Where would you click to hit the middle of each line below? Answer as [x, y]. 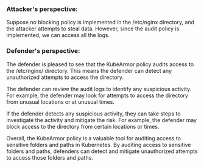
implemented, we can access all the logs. [58, 35]
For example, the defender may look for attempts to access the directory [97, 95]
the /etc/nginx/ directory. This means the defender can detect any [89, 70]
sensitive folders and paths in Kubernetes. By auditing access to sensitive [99, 145]
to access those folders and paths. [50, 157]
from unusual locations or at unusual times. [60, 101]
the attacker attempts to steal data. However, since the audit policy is [93, 29]
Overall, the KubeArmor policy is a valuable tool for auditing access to [94, 138]
